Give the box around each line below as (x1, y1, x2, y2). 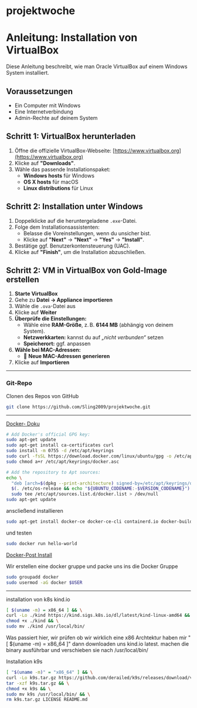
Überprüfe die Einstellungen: (14, 315, 87, 322)
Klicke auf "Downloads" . (14, 159, 76, 166)
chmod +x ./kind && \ (6, 618, 59, 624)
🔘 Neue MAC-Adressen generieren (23, 353, 110, 360)
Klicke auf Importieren (14, 359, 70, 366)
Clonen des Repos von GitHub (6, 392, 79, 399)
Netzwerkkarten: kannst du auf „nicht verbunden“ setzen (23, 334, 164, 341)
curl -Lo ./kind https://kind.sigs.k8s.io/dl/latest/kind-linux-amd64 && (6, 613, 191, 619)
